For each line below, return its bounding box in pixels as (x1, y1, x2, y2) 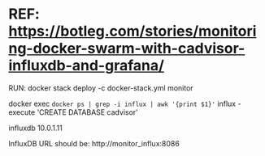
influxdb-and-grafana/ (8, 57, 165, 75)
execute (8, 107, 36, 117)
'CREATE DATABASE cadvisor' (37, 107, 138, 117)
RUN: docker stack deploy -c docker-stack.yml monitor (8, 82, 193, 93)
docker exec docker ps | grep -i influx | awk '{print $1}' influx (8, 99, 237, 108)
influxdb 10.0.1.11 (8, 123, 63, 133)
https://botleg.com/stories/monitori (8, 22, 257, 40)
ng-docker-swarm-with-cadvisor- (8, 40, 245, 57)
